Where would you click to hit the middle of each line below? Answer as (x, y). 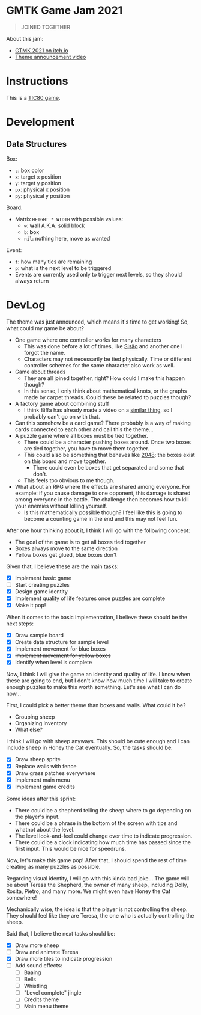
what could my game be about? (45, 328)
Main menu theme (46, 1006)
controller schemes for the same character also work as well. (99, 365)
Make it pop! (30, 606)
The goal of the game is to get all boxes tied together (80, 542)
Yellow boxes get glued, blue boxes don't (66, 554)
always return (32, 281)
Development (40, 122)
